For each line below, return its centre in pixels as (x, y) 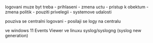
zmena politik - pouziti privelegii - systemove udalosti (58, 12)
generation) (17, 36)
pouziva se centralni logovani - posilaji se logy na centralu (63, 21)
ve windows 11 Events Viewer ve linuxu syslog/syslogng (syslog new (73, 30)
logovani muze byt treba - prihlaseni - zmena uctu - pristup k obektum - (77, 7)
